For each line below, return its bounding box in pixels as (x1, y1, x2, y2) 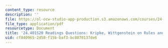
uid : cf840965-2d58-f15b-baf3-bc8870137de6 (5, 35, 97, 40)
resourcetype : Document (5, 26, 55, 31)
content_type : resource (5, 7, 55, 12)
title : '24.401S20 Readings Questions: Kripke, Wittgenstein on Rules (5, 30, 155, 35)
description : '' (5, 12, 39, 17)
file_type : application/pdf (5, 21, 64, 26)
